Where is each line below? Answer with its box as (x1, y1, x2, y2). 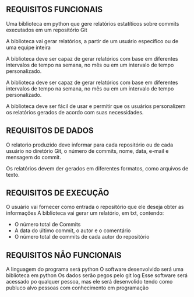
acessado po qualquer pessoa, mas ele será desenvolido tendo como (6, 278, 173, 285)
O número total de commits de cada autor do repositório (14, 233, 150, 240)
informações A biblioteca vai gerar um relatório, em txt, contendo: (6, 209, 164, 216)
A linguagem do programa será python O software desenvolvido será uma (6, 265, 184, 273)
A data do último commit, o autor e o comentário (14, 227, 131, 234)
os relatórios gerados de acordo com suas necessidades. (6, 109, 144, 116)
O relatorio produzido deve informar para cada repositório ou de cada (6, 141, 174, 148)
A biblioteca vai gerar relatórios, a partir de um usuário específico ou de (6, 37, 179, 44)
